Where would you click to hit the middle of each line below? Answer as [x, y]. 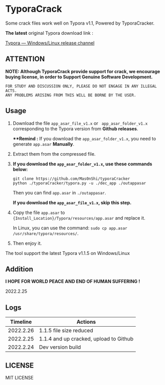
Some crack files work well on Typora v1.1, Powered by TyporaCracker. [80, 23]
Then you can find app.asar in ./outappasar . [59, 193]
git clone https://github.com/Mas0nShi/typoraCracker [71, 179]
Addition [19, 269]
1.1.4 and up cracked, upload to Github [86, 339]
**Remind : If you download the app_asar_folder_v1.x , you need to [84, 138]
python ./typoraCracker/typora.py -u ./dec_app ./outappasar [79, 183]
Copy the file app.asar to [39, 212]
